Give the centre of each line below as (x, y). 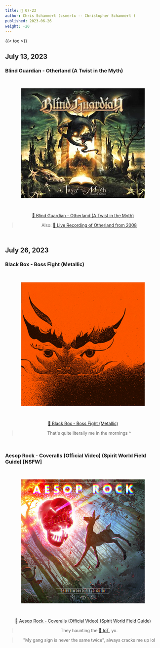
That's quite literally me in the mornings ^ (89, 433)
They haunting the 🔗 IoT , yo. (89, 630)
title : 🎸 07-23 (21, 10)
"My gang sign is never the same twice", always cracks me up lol (89, 640)
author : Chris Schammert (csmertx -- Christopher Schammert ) (70, 16)
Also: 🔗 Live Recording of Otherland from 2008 (89, 225)
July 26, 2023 (27, 250)
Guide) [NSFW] (23, 462)
